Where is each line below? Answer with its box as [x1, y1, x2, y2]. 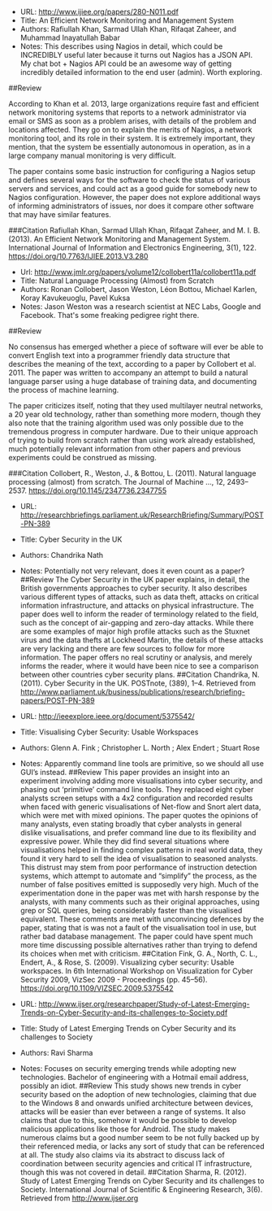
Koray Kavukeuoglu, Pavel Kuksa [19, 293, 131, 303]
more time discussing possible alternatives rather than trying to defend [19, 940, 258, 950]
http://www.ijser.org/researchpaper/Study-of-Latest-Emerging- [38, 1000, 250, 1008]
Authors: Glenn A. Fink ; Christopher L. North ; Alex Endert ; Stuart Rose [19, 743, 260, 752]
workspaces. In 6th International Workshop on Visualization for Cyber [19, 966, 253, 975]
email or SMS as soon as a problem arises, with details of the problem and [8, 116, 257, 125]
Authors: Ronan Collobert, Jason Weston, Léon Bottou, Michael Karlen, [19, 285, 257, 294]
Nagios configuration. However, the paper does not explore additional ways [8, 193, 261, 202]
